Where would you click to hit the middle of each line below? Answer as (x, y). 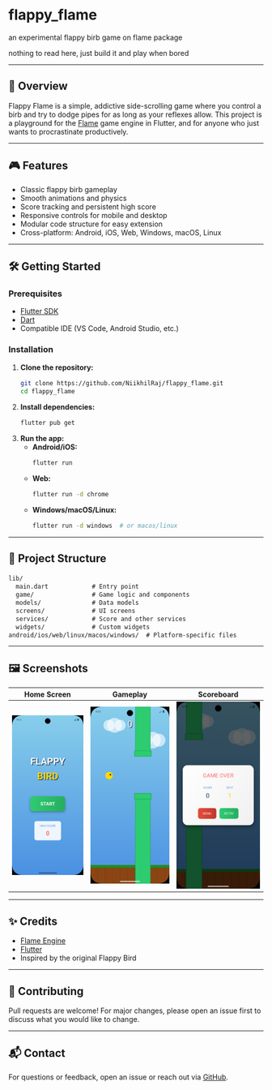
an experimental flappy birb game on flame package (96, 37)
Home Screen (47, 694)
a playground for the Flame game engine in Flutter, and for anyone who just (134, 122)
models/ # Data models (77, 603)
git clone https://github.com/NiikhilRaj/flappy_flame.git (122, 383)
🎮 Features (38, 166)
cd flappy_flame (47, 392)
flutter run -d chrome (70, 495)
